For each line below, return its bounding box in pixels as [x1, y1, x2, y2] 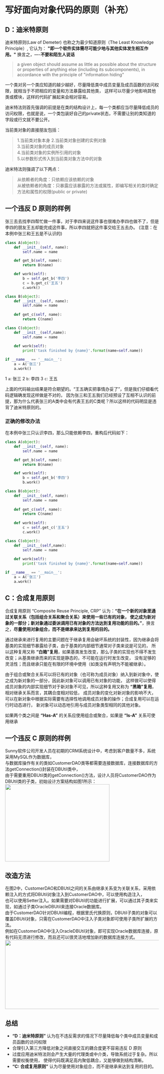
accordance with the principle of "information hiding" [17, 72, 124, 77]
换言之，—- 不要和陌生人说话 [17, 52, 75, 57]
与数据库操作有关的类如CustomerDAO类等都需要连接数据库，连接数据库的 [5, 760, 154, 766]
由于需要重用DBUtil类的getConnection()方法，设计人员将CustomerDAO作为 [5, 772, 156, 778]
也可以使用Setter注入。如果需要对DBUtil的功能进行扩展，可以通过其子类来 [5, 898, 154, 903]
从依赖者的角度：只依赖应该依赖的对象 [17, 176, 94, 182]
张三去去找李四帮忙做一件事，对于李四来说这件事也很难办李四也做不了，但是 [5, 218, 159, 224]
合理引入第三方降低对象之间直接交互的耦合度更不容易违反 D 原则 [12, 1045, 142, 1051]
